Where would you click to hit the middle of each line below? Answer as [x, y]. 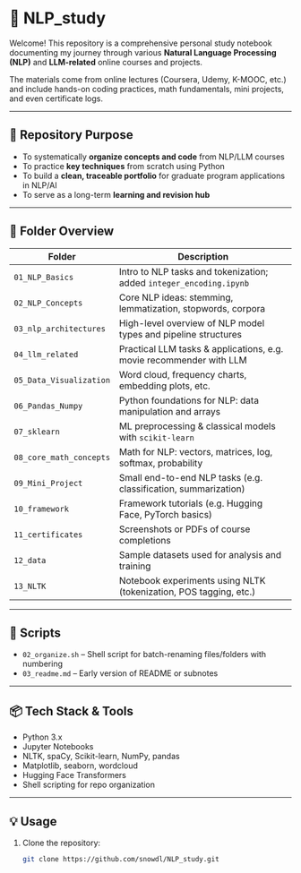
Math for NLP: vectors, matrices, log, [196, 451]
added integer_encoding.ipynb [184, 283]
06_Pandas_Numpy [48, 406]
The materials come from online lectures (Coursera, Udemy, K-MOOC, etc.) [148, 79]
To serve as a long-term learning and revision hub [116, 194]
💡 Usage [33, 822]
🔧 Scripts [35, 633]
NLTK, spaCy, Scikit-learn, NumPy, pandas [101, 757]
